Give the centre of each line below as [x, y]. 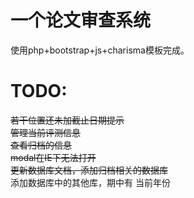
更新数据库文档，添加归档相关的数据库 [89, 170]
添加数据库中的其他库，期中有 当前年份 [90, 182]
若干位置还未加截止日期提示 [67, 120]
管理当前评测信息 [45, 132]
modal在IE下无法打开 [53, 157]
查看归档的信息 [41, 145]
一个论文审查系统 [81, 20]
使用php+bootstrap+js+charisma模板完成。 [100, 50]
